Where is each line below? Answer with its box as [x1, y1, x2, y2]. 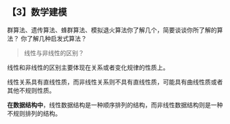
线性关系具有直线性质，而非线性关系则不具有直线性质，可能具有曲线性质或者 [7, 78, 223, 86]
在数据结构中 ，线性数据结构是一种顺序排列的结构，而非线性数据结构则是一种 [7, 101, 223, 109]
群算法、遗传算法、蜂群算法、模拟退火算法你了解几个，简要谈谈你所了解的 [7, 26, 217, 34]
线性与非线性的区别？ [23, 48, 84, 57]
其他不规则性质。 [7, 86, 55, 94]
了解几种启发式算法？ [26, 34, 87, 42]
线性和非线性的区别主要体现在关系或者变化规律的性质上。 [7, 63, 169, 72]
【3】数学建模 [7, 6, 67, 18]
